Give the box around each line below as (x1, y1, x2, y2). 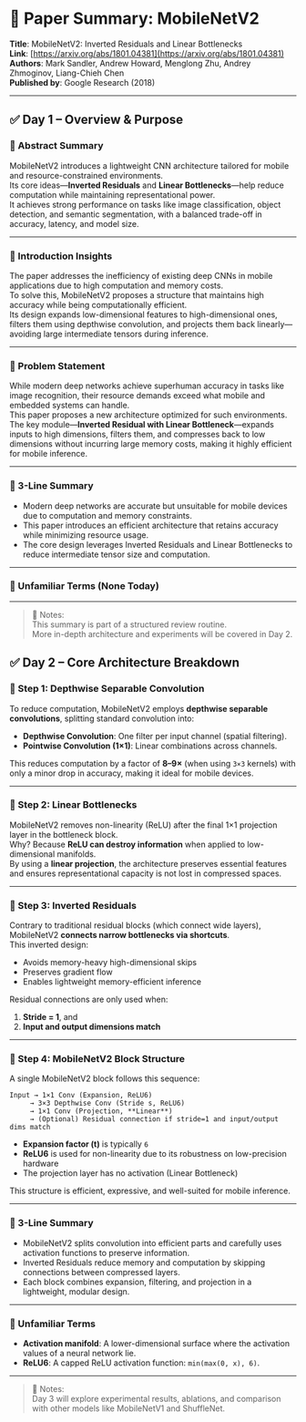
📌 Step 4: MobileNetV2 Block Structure (9, 1053, 185, 1066)
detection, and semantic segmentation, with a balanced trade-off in (9, 209, 262, 220)
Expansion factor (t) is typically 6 (22, 1139, 148, 1149)
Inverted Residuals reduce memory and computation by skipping (22, 1257, 266, 1268)
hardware (22, 1158, 59, 1170)
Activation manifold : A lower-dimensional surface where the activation (22, 1337, 291, 1348)
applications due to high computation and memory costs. (9, 280, 224, 291)
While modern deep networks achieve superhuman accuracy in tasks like (9, 380, 285, 391)
